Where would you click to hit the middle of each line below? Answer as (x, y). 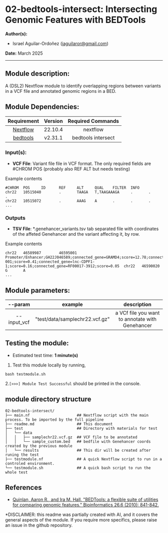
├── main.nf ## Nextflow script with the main (77, 415)
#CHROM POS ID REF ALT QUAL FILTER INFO (72, 188)
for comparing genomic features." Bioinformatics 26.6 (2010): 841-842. (85, 505)
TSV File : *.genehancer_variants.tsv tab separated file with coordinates (85, 229)
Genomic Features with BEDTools (75, 20)
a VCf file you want (137, 313)
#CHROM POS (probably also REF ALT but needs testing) (71, 168)
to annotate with (137, 319)
